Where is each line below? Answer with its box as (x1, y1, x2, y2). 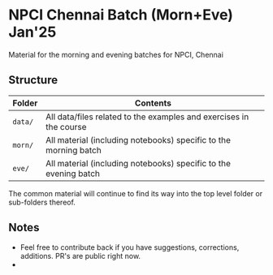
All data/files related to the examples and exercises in (45, 111, 249, 122)
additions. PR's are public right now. (19, 251, 141, 260)
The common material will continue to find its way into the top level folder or (8, 188, 262, 198)
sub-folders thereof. (8, 197, 76, 207)
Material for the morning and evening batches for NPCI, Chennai (8, 49, 223, 59)
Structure (8, 73, 58, 87)
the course (45, 121, 87, 132)
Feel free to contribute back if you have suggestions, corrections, (19, 242, 240, 252)
